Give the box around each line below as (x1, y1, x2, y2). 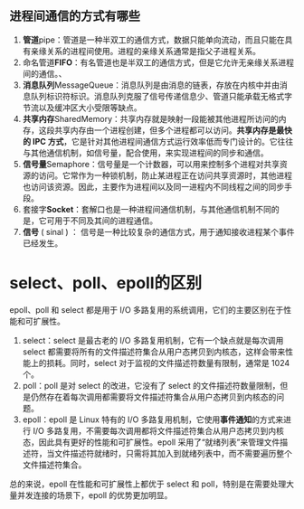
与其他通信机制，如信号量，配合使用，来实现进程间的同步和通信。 (22, 147, 269, 158)
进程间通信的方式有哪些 (9, 8, 140, 24)
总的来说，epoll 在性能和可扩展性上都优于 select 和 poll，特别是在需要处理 (9, 478, 287, 489)
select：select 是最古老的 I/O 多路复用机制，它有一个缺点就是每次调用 (22, 335, 284, 345)
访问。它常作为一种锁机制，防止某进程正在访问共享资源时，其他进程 (38, 170, 292, 181)
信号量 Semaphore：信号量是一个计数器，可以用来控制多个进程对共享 (22, 158, 280, 169)
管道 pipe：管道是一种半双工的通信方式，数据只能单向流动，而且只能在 (22, 34, 285, 45)
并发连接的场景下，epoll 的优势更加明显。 (16, 489, 173, 500)
